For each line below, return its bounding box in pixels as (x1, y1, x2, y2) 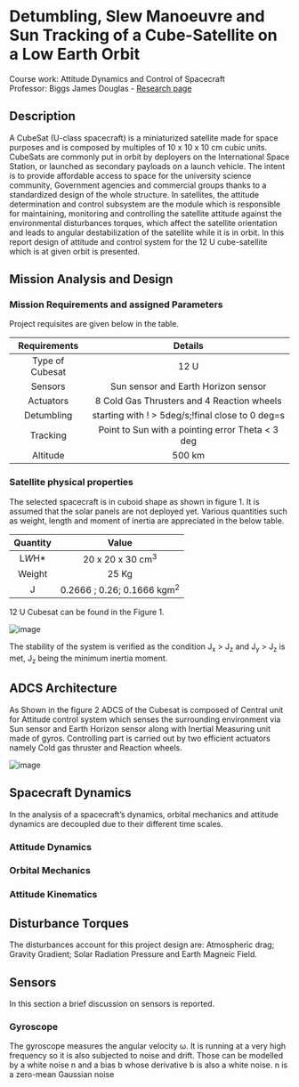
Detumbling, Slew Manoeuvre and (9, 6, 265, 27)
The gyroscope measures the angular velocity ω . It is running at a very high (9, 1041, 287, 1051)
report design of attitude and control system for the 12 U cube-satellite (9, 236, 268, 247)
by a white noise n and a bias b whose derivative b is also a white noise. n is (9, 1059, 288, 1070)
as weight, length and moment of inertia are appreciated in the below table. (9, 515, 285, 526)
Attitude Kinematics (9, 888, 98, 901)
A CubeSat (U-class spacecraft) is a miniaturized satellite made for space (9, 132, 279, 143)
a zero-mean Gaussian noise (9, 1069, 115, 1080)
